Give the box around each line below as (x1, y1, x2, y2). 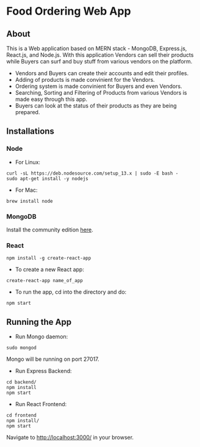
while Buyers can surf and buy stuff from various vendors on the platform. (6, 58, 193, 65)
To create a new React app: (15, 266, 84, 273)
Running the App (6, 316, 72, 327)
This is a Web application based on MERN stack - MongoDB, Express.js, (6, 45, 187, 52)
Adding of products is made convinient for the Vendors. (15, 76, 155, 83)
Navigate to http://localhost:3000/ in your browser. (6, 434, 134, 441)
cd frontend (6, 412, 37, 419)
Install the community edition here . (6, 226, 93, 233)
